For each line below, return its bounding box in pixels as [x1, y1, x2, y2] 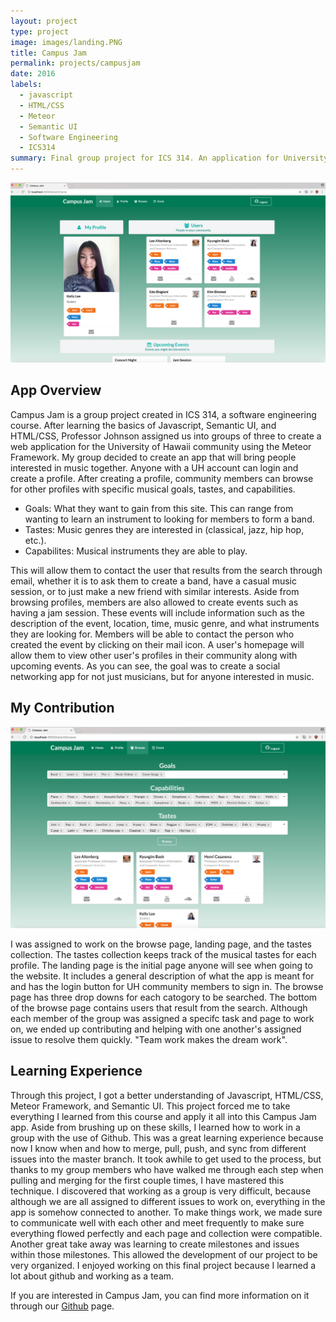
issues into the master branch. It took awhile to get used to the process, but [10, 1153, 322, 1165]
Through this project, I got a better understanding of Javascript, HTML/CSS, [10, 1089, 324, 1101]
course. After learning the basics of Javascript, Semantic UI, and [10, 419, 277, 431]
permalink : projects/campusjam [10, 58, 141, 69]
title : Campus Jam [10, 48, 87, 58]
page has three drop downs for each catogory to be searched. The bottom [10, 991, 318, 1003]
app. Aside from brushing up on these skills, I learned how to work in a [10, 1121, 301, 1133]
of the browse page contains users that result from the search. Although [10, 1001, 308, 1014]
